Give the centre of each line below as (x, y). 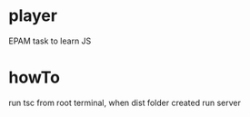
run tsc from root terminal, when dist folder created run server (125, 102)
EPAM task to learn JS (50, 41)
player (33, 16)
